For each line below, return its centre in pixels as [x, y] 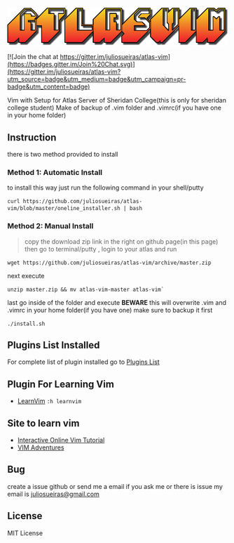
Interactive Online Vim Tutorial [61, 440]
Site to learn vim [43, 423]
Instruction [32, 137]
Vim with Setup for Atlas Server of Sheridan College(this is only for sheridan [117, 100]
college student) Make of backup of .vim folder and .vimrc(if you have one [115, 108]
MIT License [25, 533]
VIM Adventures [41, 447]
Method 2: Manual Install [50, 226]
